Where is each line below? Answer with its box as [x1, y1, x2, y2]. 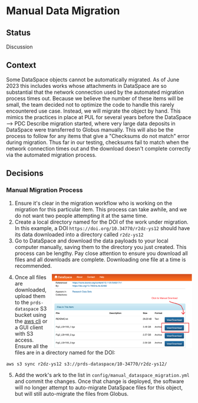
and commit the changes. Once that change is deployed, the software [14, 378, 184, 385]
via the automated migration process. [6, 151, 97, 158]
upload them [14, 292, 46, 299]
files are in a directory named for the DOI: [14, 349, 115, 356]
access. [14, 336, 34, 343]
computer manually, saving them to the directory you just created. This [14, 243, 187, 250]
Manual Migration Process [6, 186, 83, 194]
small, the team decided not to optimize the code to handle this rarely [6, 101, 175, 108]
